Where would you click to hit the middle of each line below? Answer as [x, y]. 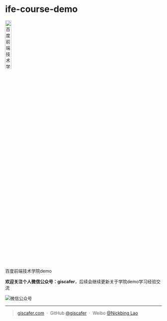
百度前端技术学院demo [29, 271]
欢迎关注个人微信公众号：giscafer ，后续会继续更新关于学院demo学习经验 [81, 281]
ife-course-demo [42, 9]
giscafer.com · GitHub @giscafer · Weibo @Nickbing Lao [78, 313]
